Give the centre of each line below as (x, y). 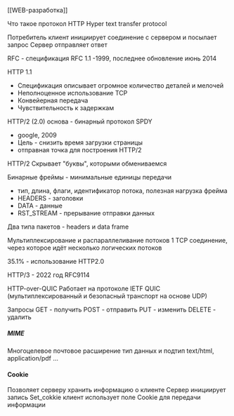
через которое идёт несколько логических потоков (85, 248)
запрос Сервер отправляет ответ (57, 45)
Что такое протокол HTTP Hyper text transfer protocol (87, 24)
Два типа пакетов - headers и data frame (68, 227)
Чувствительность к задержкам (66, 108)
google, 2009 (37, 135)
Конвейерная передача (53, 100)
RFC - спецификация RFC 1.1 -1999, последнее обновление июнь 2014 (112, 58)
